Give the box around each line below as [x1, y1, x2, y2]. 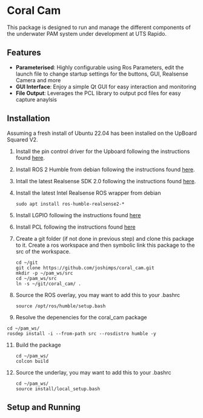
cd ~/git [15, 260, 38, 266]
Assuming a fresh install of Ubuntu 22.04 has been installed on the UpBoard [7, 129, 197, 137]
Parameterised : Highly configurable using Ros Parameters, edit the [15, 64, 184, 71]
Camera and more [15, 76, 61, 83]
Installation [7, 113, 50, 124]
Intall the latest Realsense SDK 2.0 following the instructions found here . [15, 177, 196, 185]
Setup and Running [7, 402, 81, 412]
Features [7, 48, 41, 58]
